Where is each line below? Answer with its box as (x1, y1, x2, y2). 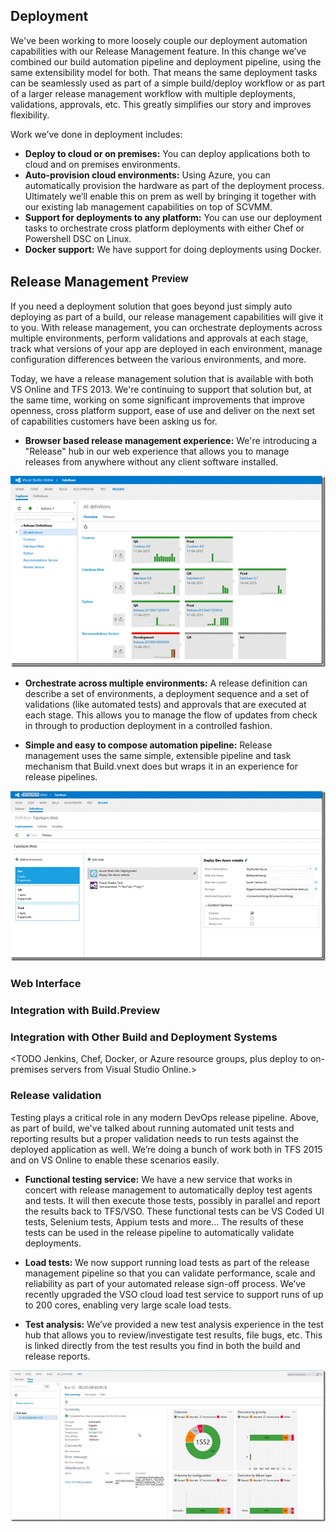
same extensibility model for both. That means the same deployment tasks (10, 66, 318, 78)
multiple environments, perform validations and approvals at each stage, (10, 332, 309, 344)
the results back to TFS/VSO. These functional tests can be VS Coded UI (24, 1205, 325, 1217)
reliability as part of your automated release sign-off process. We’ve (24, 1277, 306, 1289)
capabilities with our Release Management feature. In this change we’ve (10, 45, 307, 57)
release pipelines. (24, 771, 98, 783)
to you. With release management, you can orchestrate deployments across (10, 321, 323, 333)
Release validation (10, 1089, 102, 1103)
